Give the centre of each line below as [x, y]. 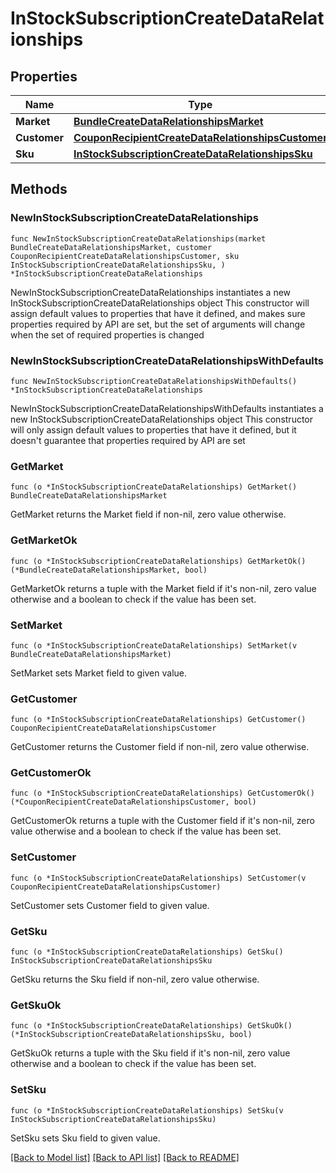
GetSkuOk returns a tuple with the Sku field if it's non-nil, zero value [150, 1053]
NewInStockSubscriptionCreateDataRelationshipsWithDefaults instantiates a [167, 408]
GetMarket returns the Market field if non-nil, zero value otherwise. [148, 514]
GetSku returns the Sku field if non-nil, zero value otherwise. [135, 979]
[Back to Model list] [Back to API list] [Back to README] [125, 1157]
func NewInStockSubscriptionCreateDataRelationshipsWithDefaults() [154, 381]
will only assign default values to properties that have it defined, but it [153, 429]
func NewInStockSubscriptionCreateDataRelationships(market [138, 238]
